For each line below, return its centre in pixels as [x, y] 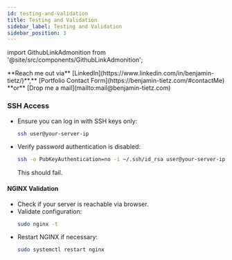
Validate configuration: [50, 211]
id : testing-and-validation [48, 13]
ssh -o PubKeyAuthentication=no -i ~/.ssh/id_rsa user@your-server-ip [121, 160]
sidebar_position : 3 [37, 33]
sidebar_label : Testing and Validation [65, 26]
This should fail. [40, 173]
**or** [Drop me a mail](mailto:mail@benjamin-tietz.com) [89, 88]
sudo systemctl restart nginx [61, 250]
